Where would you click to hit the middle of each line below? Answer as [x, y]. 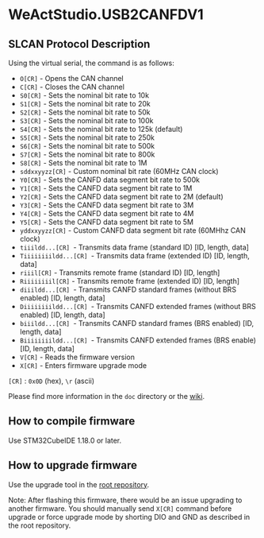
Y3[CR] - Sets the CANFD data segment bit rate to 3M [107, 205]
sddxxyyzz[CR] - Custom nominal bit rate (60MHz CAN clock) [119, 171]
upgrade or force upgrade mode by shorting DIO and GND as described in [129, 517]
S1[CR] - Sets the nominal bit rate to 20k [85, 104]
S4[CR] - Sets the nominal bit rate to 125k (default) [101, 129]
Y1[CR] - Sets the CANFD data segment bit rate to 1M [106, 188]
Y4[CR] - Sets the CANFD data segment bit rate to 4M [107, 213]
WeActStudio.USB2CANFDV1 [106, 15]
